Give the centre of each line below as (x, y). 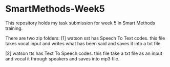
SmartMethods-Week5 (55, 9)
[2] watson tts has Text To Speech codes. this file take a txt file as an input (84, 53)
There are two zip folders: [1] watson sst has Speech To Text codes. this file (85, 38)
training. (14, 28)
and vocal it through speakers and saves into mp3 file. (62, 58)
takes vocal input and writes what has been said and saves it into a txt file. (84, 43)
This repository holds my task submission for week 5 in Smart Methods (80, 23)
